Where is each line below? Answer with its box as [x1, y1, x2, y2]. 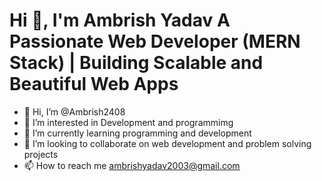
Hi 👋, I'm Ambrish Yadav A [9, 9, 231, 32]
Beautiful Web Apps [9, 73, 179, 96]
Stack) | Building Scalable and [9, 52, 264, 74]
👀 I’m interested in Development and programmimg [23, 116, 234, 128]
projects [23, 148, 59, 160]
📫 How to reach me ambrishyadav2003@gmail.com [23, 159, 241, 171]
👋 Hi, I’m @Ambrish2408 [23, 105, 126, 118]
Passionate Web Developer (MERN [9, 30, 301, 53]
